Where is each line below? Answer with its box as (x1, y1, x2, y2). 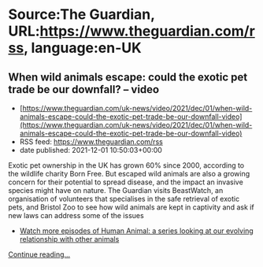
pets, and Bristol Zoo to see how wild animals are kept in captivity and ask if (8, 202, 254, 212)
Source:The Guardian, (8, 6, 155, 24)
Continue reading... (8, 250, 71, 259)
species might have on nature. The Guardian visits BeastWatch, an (8, 186, 224, 195)
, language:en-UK (23, 39, 142, 57)
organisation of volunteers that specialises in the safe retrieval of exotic (8, 195, 240, 203)
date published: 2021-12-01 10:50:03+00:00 (19, 146, 163, 154)
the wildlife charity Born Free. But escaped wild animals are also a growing (8, 169, 250, 178)
